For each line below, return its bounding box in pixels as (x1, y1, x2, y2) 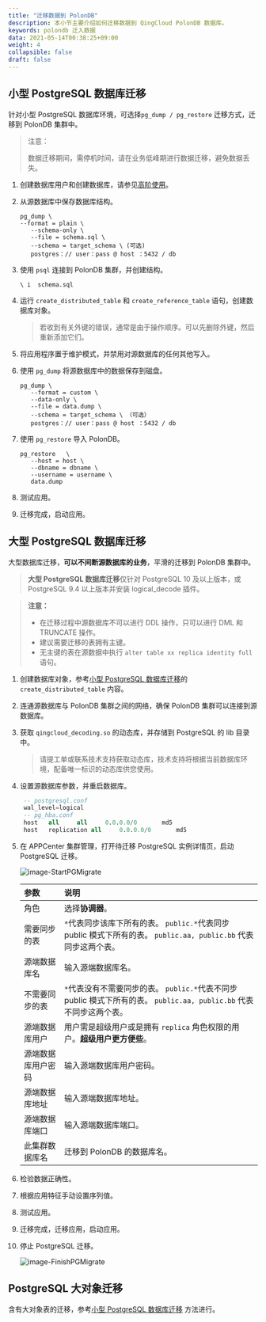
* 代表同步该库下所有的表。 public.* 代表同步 (64, 917, 230, 929)
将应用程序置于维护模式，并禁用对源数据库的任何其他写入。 (19, 349, 215, 359)
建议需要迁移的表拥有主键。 (39, 637, 131, 647)
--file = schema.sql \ (30, 233, 105, 241)
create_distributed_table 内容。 (19, 684, 128, 693)
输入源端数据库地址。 (64, 1092, 144, 1104)
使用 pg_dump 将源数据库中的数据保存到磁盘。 (19, 366, 167, 375)
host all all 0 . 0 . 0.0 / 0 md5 (23, 819, 173, 827)
